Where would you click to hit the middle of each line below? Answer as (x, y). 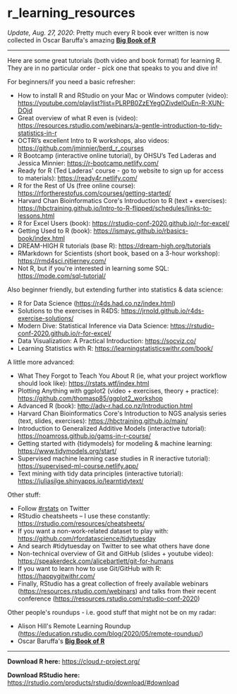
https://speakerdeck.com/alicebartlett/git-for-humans (96, 561)
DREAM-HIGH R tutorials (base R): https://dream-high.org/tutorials (114, 245)
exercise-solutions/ (45, 318)
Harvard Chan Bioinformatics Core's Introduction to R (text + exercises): (122, 200)
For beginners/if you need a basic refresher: (72, 81)
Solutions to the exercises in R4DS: (68, 311)
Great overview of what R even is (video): (78, 117)
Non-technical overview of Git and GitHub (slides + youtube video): (115, 553)
